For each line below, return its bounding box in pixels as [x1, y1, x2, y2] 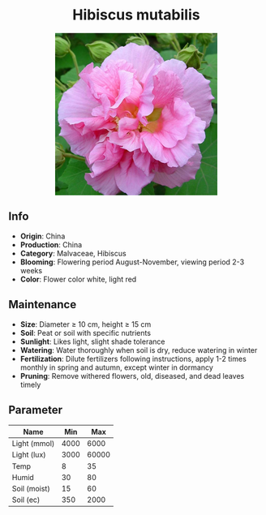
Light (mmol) [11, 439, 55, 448]
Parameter [8, 403, 63, 417]
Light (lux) [11, 450, 46, 460]
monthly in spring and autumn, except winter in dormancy [19, 363, 213, 372]
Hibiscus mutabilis [72, 6, 200, 24]
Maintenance [8, 298, 77, 311]
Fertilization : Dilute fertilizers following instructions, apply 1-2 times [19, 354, 247, 363]
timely [19, 380, 41, 389]
